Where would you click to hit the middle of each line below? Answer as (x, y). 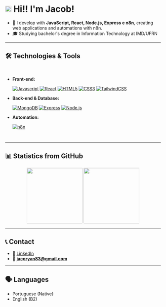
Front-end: (24, 79)
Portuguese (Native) (33, 294)
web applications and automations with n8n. (57, 28)
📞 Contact (20, 242)
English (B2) (25, 299)
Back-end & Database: (36, 98)
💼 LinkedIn (23, 254)
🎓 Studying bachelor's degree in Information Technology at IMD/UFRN (85, 34)
